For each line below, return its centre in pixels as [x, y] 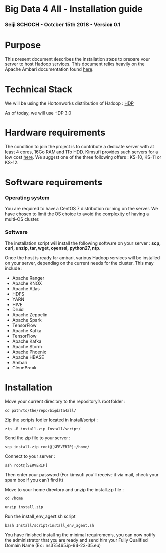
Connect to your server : [30, 456]
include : [14, 268]
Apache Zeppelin [30, 315]
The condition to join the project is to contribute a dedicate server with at [80, 146]
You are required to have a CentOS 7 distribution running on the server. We [82, 209]
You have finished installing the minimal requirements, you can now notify [80, 535]
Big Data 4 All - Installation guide [74, 9]
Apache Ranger [28, 278]
